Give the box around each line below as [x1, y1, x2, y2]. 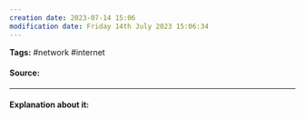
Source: [9, 67, 41, 78]
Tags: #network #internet [9, 46, 106, 57]
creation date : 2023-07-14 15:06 [9, 13, 136, 23]
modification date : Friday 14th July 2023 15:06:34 [9, 22, 209, 31]
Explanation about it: [9, 99, 90, 110]
